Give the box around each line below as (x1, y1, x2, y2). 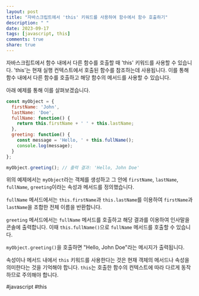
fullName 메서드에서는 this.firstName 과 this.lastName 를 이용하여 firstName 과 (6, 196, 193, 203)
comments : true (6, 36, 44, 42)
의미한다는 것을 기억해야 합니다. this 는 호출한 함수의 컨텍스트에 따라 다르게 (6, 264, 180, 271)
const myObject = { (6, 98, 55, 104)
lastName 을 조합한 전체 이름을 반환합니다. (6, 204, 102, 211)
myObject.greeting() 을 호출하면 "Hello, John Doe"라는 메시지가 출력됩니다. (6, 244, 185, 251)
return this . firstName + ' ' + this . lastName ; (17, 120, 134, 127)
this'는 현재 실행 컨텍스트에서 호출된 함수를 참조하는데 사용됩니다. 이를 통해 (15, 66, 189, 73)
